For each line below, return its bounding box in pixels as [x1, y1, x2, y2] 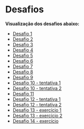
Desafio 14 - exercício [12, 118, 59, 124]
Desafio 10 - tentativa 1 [12, 80, 61, 86]
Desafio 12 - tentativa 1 [12, 96, 61, 102]
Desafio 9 [12, 74, 33, 80]
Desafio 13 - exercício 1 [12, 107, 62, 113]
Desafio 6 [12, 58, 33, 64]
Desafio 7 [12, 63, 33, 69]
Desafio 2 [12, 36, 33, 42]
